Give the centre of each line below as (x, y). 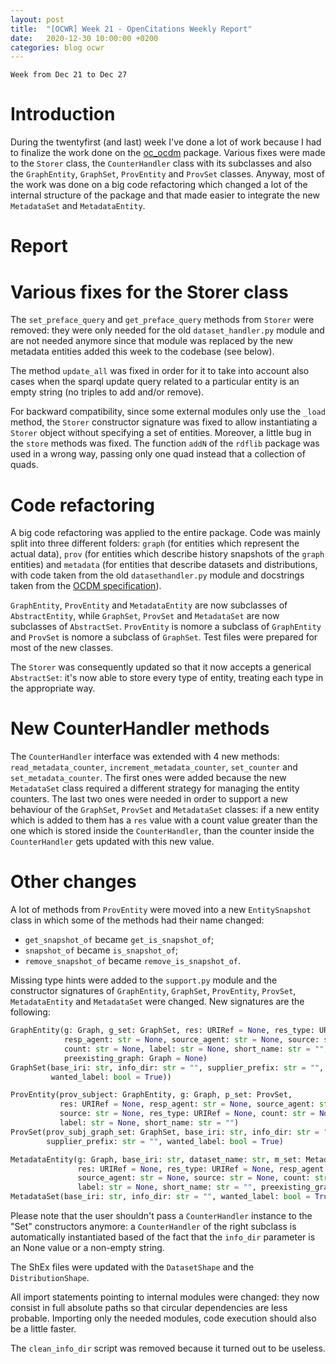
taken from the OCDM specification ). (86, 586)
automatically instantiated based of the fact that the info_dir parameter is (163, 1237)
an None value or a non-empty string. (87, 1247)
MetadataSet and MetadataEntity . (78, 206)
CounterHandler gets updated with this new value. (112, 842)
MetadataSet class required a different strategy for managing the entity (155, 788)
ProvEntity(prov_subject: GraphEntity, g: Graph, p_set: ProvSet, (151, 1095)
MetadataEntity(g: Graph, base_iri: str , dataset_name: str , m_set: (156, 1159)
